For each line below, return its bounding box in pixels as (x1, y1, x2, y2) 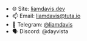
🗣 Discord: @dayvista (12, 28, 69, 35)
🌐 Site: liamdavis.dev (12, 5, 66, 12)
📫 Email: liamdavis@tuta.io (12, 12, 81, 19)
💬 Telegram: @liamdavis (12, 21, 73, 28)
